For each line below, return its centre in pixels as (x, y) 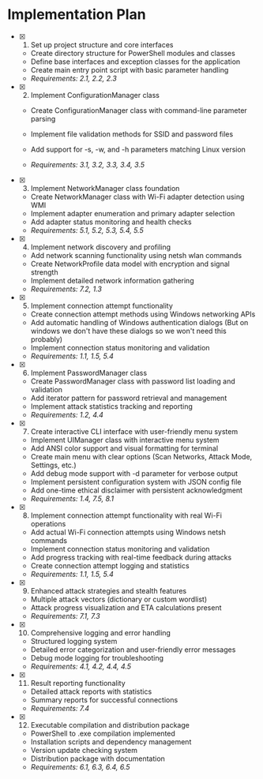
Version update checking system (84, 750)
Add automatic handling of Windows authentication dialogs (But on (139, 322)
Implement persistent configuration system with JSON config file (136, 481)
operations (48, 523)
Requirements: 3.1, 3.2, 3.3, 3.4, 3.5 (88, 164)
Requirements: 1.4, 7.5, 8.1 (72, 498)
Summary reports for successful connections (104, 699)
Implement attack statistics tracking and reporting (111, 406)
